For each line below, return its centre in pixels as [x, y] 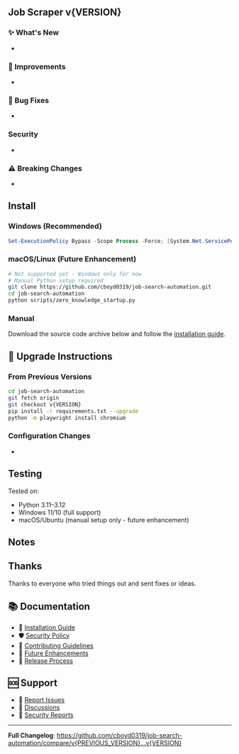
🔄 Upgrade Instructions [60, 356]
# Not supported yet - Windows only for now [75, 274]
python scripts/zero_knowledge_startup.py [72, 301]
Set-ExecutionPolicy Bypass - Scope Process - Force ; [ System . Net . [106, 241]
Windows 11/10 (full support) [60, 512]
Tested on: [24, 491]
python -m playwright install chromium [67, 418]
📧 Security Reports [46, 715]
